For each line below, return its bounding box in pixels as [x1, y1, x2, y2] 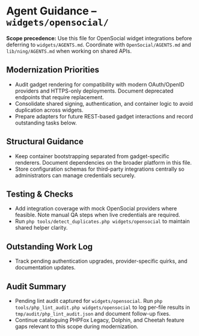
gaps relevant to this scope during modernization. [14, 323, 139, 330]
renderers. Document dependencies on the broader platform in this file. [14, 159, 192, 166]
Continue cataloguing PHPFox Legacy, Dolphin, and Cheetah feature [14, 317, 185, 323]
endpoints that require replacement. [14, 93, 104, 100]
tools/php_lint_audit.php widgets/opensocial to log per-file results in [14, 304, 191, 311]
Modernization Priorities [6, 65, 99, 75]
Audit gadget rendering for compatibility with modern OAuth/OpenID [14, 81, 185, 88]
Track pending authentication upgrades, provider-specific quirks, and [14, 257, 188, 265]
